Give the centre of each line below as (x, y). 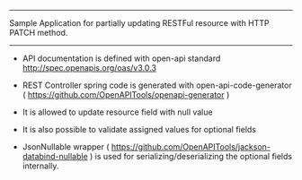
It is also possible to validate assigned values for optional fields (139, 129)
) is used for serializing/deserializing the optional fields (191, 156)
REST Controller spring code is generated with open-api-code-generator (157, 85)
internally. (40, 166)
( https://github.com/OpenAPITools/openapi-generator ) (126, 94)
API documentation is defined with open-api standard (121, 58)
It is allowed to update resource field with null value (117, 112)
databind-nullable (55, 156)
